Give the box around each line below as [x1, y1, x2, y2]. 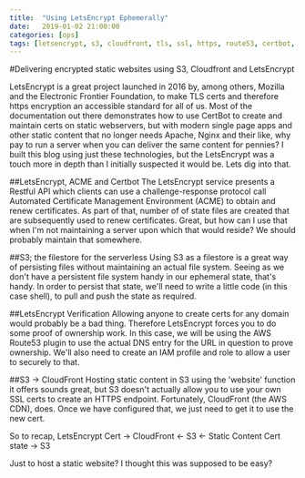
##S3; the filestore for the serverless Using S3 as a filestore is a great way [9, 252, 289, 263]
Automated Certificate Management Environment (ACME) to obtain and [9, 196, 276, 207]
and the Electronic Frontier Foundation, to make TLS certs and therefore [9, 91, 280, 102]
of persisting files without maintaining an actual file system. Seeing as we [9, 261, 285, 273]
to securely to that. [9, 357, 80, 368]
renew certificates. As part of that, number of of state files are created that [9, 206, 290, 217]
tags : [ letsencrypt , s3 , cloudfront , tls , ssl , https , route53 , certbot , [9, 38, 296, 48]
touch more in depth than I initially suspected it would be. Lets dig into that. [9, 158, 291, 169]
